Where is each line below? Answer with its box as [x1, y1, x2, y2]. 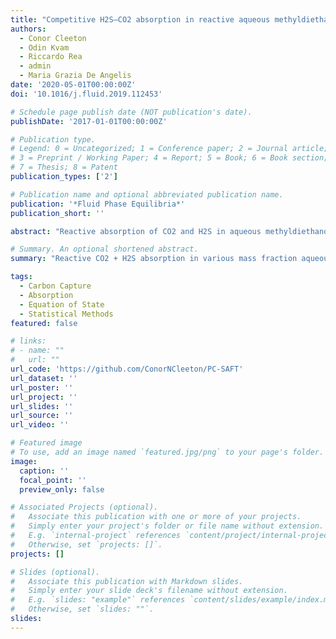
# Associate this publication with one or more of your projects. [10, 512, 302, 522]
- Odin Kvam [19, 42, 70, 53]
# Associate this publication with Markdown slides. [10, 576, 244, 586]
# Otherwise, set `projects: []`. [10, 539, 163, 550]
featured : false [10, 318, 78, 328]
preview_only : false [19, 484, 105, 495]
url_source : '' [10, 411, 74, 421]
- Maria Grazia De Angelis [19, 71, 132, 81]
